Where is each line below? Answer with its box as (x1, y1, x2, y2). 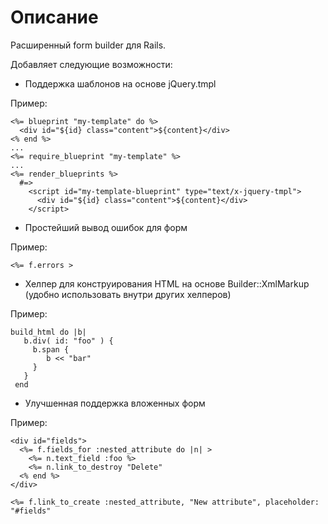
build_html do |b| (10, 327, 87, 337)
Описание (10, 6, 99, 29)
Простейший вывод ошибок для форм (24, 221, 188, 233)
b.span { (32, 344, 70, 355)
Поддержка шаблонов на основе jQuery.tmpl (24, 77, 217, 90)
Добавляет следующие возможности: (10, 58, 173, 70)
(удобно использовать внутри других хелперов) (24, 288, 232, 300)
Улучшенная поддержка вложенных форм (24, 397, 206, 409)
